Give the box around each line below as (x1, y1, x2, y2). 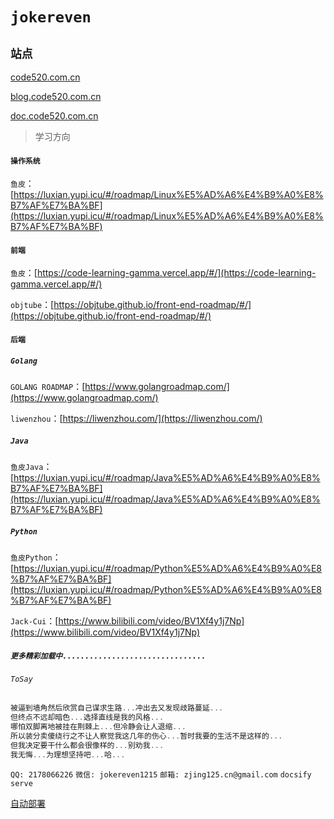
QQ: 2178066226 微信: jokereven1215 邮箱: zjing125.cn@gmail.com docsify (10, 769, 312, 780)
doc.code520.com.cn (10, 110, 99, 122)
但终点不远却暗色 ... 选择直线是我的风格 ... (10, 713, 165, 723)
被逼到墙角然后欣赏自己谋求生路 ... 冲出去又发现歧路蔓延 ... (10, 703, 224, 713)
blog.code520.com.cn (10, 91, 102, 102)
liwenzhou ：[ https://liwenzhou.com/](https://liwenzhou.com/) (10, 412, 263, 424)
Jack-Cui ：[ (10, 614, 59, 627)
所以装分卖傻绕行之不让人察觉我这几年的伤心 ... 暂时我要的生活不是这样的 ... (10, 731, 283, 742)
